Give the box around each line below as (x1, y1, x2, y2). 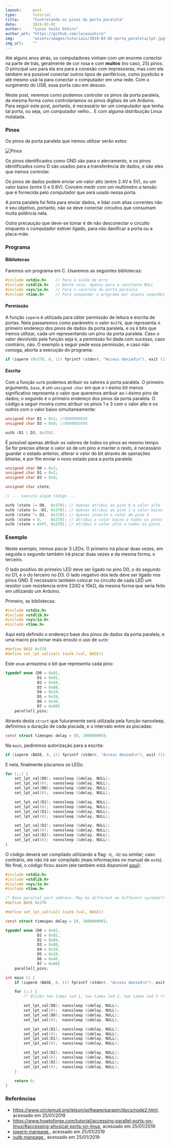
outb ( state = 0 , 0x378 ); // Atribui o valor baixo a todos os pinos (5, 517, 163, 522)
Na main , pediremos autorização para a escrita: (5, 742, 104, 748)
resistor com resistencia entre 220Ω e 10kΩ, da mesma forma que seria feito (5, 582, 165, 588)
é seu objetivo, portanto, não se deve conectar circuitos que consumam (5, 205, 156, 211)
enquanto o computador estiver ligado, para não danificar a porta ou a (5, 225, 153, 232)
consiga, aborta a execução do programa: (5, 347, 93, 353)
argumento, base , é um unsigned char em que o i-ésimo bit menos (5, 384, 144, 391)
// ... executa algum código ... (5, 494, 76, 499)
